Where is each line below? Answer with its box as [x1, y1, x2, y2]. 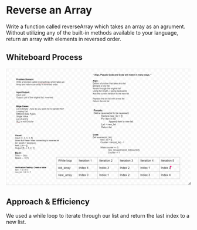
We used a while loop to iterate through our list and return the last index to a [6, 212, 189, 219]
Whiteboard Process [6, 52, 83, 62]
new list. [6, 218, 26, 225]
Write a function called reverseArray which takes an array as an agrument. [6, 23, 186, 30]
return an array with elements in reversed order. [6, 35, 121, 42]
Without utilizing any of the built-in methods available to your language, [6, 29, 179, 36]
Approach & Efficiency [6, 197, 90, 207]
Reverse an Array [6, 4, 93, 17]
